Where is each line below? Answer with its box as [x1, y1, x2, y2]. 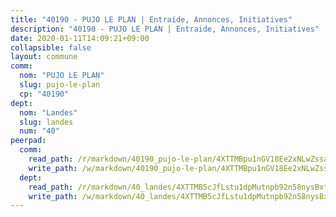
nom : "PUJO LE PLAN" [19, 71, 105, 81]
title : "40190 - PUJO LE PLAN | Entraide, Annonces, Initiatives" [10, 14, 293, 25]
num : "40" [19, 126, 60, 136]
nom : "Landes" [19, 107, 78, 118]
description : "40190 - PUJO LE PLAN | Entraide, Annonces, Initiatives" [10, 24, 320, 34]
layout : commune [10, 52, 78, 62]
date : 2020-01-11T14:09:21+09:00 [10, 33, 150, 43]
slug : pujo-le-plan [19, 80, 101, 90]
